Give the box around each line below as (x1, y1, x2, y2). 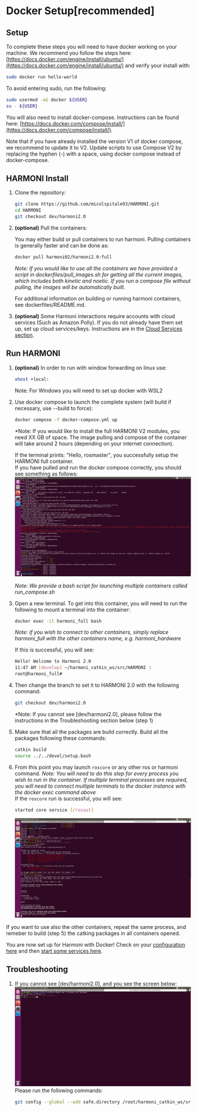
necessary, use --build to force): (14, 405, 93, 412)
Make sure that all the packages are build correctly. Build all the (14, 728, 168, 735)
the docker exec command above (14, 788, 96, 796)
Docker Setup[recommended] (6, 4, 155, 18)
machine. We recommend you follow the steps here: (6, 49, 132, 57)
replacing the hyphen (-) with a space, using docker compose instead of (6, 150, 181, 157)
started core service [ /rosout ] (14, 807, 94, 813)
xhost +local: (14, 376, 49, 382)
